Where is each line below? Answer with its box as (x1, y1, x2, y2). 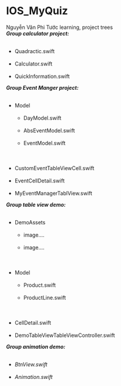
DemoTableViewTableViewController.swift (14, 332, 116, 339)
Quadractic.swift (14, 47, 55, 54)
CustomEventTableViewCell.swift (14, 164, 95, 172)
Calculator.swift (14, 60, 53, 67)
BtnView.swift (14, 361, 48, 368)
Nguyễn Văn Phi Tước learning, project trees (6, 24, 113, 31)
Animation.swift (14, 373, 53, 380)
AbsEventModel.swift (23, 127, 75, 134)
